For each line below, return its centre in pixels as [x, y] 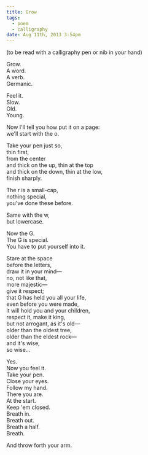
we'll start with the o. [33, 134]
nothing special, [27, 196]
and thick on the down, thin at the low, [55, 172]
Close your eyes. [28, 381]
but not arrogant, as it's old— [43, 324]
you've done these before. [40, 203]
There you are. [25, 394]
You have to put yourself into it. [46, 247]
